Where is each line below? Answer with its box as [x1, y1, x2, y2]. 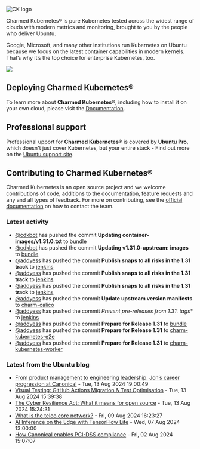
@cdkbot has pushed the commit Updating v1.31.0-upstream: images [14, 244, 189, 251]
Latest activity [6, 218, 49, 226]
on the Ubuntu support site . [6, 150, 74, 158]
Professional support [6, 122, 87, 133]
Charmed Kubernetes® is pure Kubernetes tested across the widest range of [6, 17, 195, 24]
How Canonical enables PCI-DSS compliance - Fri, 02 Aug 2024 [14, 431, 173, 438]
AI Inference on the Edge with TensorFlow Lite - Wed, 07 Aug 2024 [14, 419, 180, 426]
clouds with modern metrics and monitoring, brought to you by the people [6, 24, 188, 30]
